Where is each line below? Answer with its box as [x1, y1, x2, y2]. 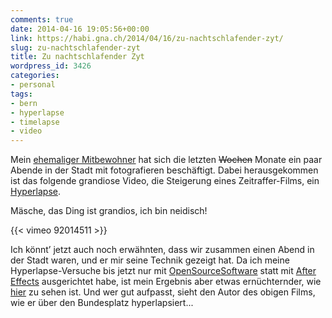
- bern [10, 98, 38, 108]
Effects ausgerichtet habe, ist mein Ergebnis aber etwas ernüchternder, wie [10, 276, 322, 288]
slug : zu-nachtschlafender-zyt [10, 42, 141, 53]
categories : [10, 71, 60, 81]
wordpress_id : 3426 [10, 61, 92, 71]
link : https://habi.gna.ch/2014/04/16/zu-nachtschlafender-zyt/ [10, 33, 284, 43]
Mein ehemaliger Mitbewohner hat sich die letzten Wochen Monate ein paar [10, 154, 323, 166]
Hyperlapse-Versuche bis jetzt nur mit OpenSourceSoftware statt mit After [10, 265, 317, 277]
